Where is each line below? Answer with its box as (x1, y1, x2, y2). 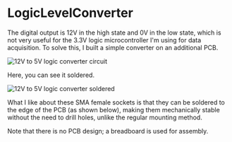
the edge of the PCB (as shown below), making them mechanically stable (7, 105, 220, 114)
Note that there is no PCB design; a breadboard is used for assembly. (7, 126, 209, 135)
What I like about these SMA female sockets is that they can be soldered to (7, 97, 226, 107)
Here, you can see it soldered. (7, 71, 95, 79)
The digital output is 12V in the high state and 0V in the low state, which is (7, 28, 221, 37)
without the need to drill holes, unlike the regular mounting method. (7, 113, 202, 122)
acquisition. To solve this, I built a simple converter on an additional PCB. (7, 43, 219, 52)
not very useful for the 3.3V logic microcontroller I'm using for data (7, 35, 202, 44)
